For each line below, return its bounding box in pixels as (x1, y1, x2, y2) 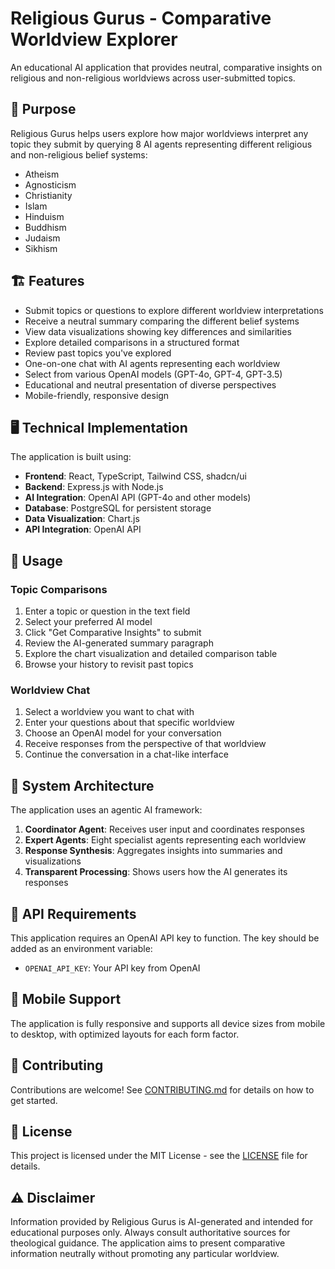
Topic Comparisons (10, 582, 108, 596)
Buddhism (24, 221, 67, 233)
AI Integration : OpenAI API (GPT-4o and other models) (24, 492, 252, 504)
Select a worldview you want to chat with (24, 706, 195, 718)
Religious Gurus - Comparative (10, 7, 272, 30)
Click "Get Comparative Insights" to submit (24, 627, 202, 639)
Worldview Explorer (10, 28, 178, 51)
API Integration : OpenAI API (24, 523, 142, 536)
